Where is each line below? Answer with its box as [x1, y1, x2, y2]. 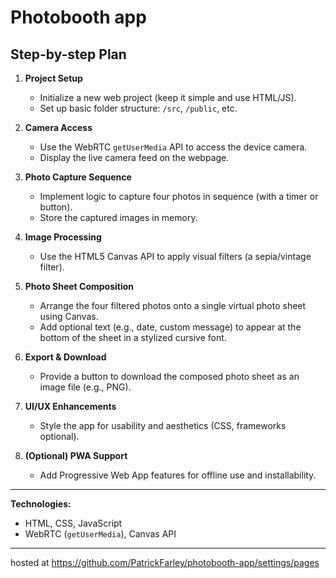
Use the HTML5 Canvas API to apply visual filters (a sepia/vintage [39, 251, 312, 262]
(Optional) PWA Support [24, 450, 128, 461]
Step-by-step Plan [10, 46, 127, 63]
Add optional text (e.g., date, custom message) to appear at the [39, 321, 302, 333]
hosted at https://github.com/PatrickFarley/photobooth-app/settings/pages [10, 557, 320, 568]
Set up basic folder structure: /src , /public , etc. [39, 102, 238, 114]
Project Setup [24, 72, 83, 84]
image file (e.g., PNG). [39, 381, 132, 393]
